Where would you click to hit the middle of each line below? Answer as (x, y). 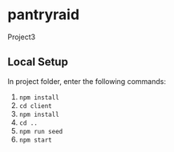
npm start (36, 140)
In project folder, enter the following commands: (87, 81)
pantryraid (44, 15)
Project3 (22, 37)
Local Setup (38, 62)
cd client (36, 106)
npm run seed (41, 131)
